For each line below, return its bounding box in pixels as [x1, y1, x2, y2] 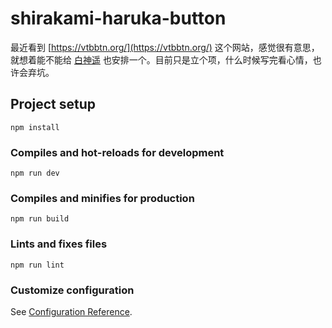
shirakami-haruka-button [10, 7, 227, 30]
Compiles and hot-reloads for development [10, 145, 225, 159]
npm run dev [10, 168, 60, 179]
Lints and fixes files [10, 237, 108, 251]
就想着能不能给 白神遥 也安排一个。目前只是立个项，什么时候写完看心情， [10, 53, 313, 66]
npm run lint [10, 260, 65, 270]
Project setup [10, 96, 97, 113]
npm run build [10, 214, 70, 224]
